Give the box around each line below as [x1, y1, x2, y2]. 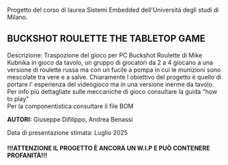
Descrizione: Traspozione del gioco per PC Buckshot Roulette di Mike [7, 51, 203, 59]
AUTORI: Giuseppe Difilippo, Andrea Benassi [7, 115, 133, 123]
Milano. [7, 13, 28, 21]
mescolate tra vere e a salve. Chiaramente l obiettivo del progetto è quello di [7, 73, 222, 81]
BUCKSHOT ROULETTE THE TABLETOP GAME [7, 33, 206, 45]
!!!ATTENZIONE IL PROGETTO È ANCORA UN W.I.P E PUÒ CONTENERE [7, 144, 210, 153]
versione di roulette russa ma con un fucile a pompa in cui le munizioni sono [7, 65, 221, 74]
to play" [7, 94, 29, 103]
